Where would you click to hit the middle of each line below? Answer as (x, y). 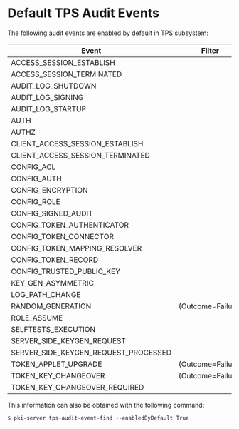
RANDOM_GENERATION (51, 306)
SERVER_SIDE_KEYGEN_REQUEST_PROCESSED (91, 353)
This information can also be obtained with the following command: (106, 405)
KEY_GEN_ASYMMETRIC (53, 283)
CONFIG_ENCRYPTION (49, 190)
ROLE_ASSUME (37, 318)
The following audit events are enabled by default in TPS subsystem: (108, 33)
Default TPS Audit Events (84, 13)
